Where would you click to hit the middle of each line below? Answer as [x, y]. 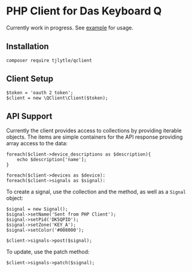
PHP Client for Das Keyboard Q [84, 11]
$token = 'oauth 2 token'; [40, 92]
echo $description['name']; [52, 160]
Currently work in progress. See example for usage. [70, 28]
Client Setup [30, 79]
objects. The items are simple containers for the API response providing [95, 137]
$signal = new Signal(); [37, 209]
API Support [29, 116]
